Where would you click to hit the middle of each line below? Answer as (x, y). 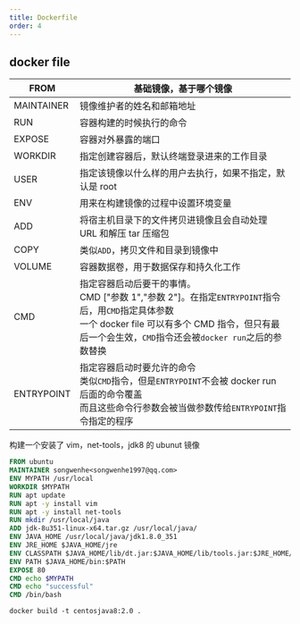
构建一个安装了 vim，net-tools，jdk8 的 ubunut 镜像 (105, 445)
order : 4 (25, 26)
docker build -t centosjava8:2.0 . (75, 611)
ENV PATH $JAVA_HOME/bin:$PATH (67, 561)
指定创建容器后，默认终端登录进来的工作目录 (173, 156)
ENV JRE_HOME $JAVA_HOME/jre (63, 545)
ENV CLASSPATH (36, 553)
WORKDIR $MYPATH (39, 487)
